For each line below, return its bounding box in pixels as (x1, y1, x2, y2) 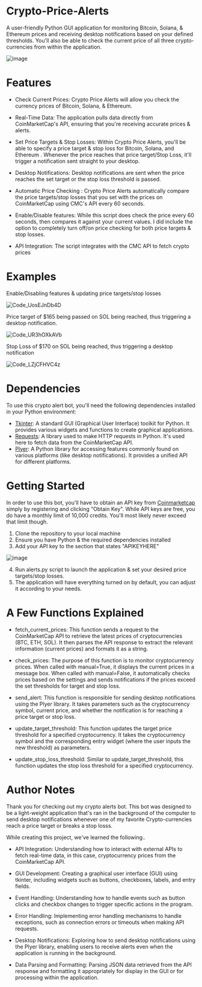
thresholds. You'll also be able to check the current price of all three (6, 37, 174, 44)
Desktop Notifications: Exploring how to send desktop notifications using (14, 937, 196, 944)
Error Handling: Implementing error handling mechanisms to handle (14, 912, 182, 919)
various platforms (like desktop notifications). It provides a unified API (14, 451, 188, 459)
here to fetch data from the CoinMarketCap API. (14, 439, 133, 446)
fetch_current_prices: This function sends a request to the (14, 626, 159, 633)
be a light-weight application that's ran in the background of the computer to (6, 809, 196, 816)
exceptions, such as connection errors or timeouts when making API (14, 918, 185, 926)
